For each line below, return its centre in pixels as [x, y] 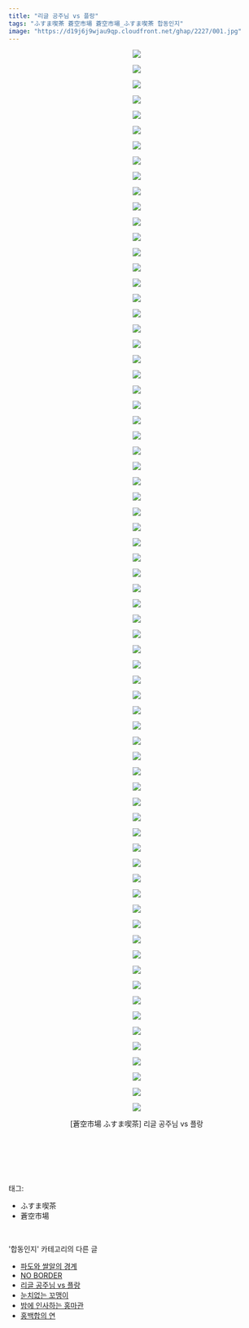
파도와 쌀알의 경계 [48, 1266]
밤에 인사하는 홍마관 [52, 1306]
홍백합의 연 [38, 1316]
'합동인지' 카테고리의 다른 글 [53, 1249]
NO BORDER [41, 1276]
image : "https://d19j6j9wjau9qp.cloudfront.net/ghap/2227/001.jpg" [125, 31]
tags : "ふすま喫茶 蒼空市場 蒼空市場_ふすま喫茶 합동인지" [96, 24]
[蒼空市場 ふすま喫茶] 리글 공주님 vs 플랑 [137, 1124]
